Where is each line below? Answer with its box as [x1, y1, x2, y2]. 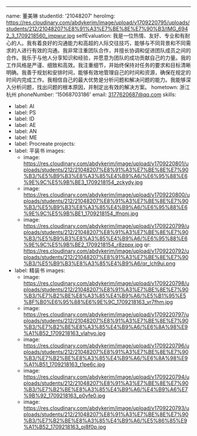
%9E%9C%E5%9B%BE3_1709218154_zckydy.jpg [23, 179, 143, 186]
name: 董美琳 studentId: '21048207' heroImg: [6, 12, 116, 19]
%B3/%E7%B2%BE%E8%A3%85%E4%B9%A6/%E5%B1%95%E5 [23, 292, 186, 299]
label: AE [14, 122, 36, 128]
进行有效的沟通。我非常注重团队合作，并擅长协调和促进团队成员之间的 [21, 47, 191, 53]
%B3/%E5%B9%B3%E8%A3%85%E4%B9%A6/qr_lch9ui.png [23, 260, 176, 267]
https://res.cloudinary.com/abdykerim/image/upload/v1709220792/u [23, 247, 189, 254]
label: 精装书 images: [14, 267, 66, 274]
